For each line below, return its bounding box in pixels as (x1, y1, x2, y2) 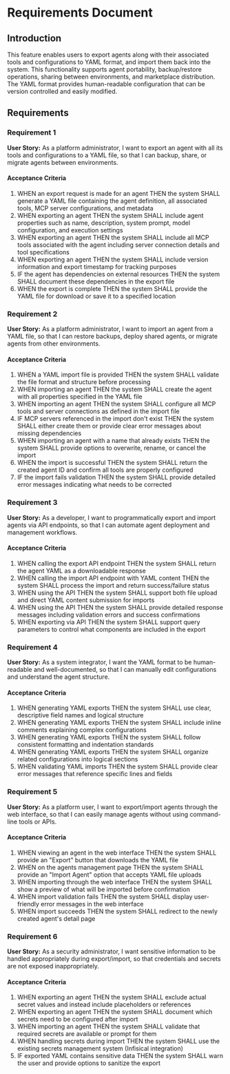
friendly (17, 899, 40, 908)
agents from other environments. (7, 339, 101, 348)
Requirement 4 (7, 642, 59, 652)
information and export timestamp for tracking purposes (17, 262, 177, 270)
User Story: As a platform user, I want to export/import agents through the (7, 802, 218, 811)
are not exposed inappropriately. (7, 962, 100, 971)
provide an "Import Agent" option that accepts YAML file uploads (17, 871, 202, 879)
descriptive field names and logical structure (17, 711, 144, 719)
